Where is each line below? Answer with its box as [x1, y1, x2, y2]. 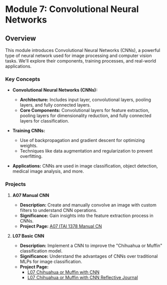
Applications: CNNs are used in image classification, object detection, [12, 163, 158, 169]
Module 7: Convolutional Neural [5, 3, 139, 15]
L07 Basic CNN [12, 232, 44, 238]
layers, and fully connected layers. [19, 102, 91, 108]
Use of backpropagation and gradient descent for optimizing [19, 137, 145, 143]
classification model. [19, 247, 62, 253]
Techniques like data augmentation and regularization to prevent [19, 148, 153, 154]
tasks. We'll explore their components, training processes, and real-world [5, 58, 156, 63]
